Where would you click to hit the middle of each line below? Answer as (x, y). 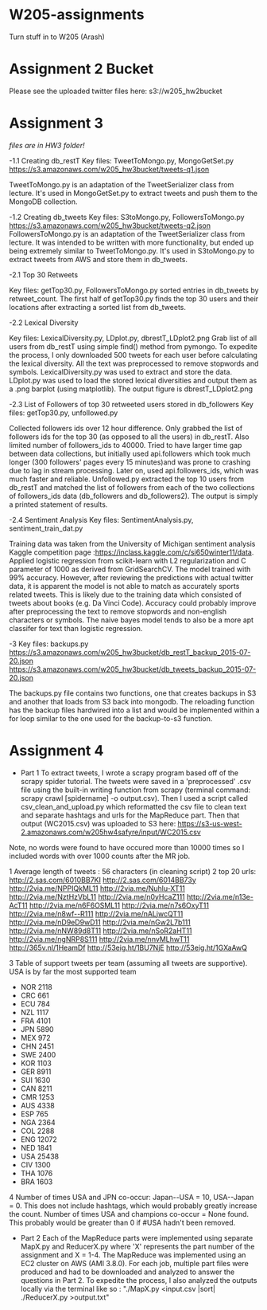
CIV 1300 (35, 1164)
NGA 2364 (38, 1122)
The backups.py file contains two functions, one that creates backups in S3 (133, 693)
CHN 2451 (37, 1046)
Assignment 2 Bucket (81, 69)
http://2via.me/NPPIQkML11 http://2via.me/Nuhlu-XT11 (97, 888)
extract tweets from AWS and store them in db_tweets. (99, 259)
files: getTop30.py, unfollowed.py (64, 413)
